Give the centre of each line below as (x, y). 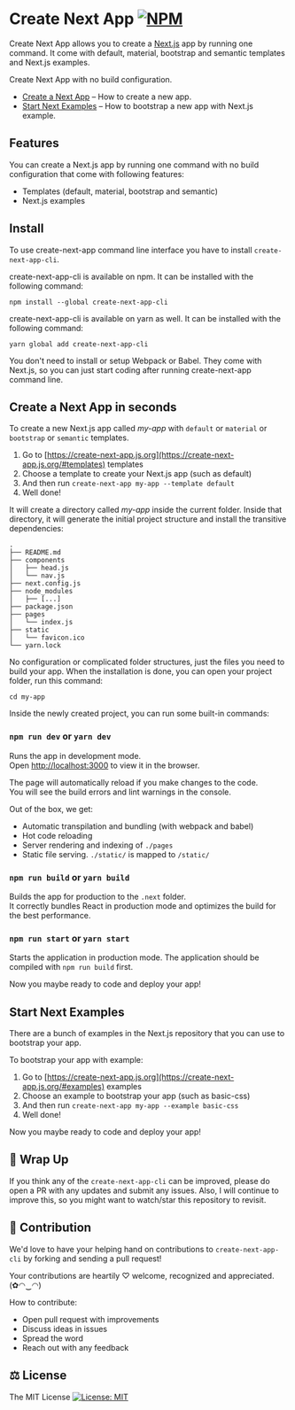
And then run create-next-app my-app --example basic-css (130, 1105)
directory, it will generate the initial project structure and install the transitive (148, 519)
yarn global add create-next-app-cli (79, 344)
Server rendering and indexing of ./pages (97, 845)
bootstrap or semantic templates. (69, 438)
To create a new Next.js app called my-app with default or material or (138, 429)
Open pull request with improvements (90, 1319)
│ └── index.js (41, 623)
